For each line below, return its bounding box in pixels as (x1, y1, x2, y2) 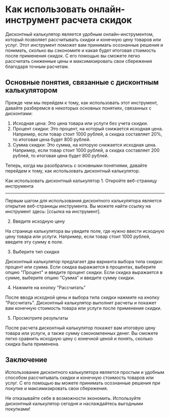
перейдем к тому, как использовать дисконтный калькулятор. (5, 167, 140, 173)
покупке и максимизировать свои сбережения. (5, 385, 108, 391)
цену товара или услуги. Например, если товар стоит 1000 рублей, (5, 233, 151, 239)
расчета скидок (61, 14, 132, 26)
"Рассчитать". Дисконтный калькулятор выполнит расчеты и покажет (5, 299, 157, 305)
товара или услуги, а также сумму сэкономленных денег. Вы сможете (5, 330, 158, 336)
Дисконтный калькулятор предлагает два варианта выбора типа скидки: (5, 258, 163, 264)
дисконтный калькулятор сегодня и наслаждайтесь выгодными (5, 400, 143, 406)
